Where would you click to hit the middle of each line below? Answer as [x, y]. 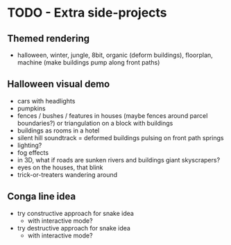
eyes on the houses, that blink [60, 167]
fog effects [33, 152]
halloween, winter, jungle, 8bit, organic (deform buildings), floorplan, [115, 55]
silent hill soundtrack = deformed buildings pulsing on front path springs [120, 137]
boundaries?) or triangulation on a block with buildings [95, 123]
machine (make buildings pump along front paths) [88, 62]
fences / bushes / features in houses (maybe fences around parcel [112, 115]
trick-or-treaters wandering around [67, 174]
